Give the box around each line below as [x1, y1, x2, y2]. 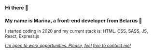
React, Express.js [5, 33, 40, 39]
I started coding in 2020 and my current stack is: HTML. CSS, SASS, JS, [5, 28, 148, 34]
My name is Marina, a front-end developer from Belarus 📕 [5, 17, 142, 24]
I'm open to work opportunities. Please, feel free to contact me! [5, 43, 131, 49]
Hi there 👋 [5, 4, 29, 11]
